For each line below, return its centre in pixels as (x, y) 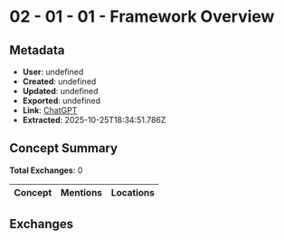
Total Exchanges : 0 (46, 170)
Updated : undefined (60, 91)
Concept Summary (64, 148)
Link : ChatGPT (50, 110)
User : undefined (53, 72)
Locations (133, 192)
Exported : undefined (62, 101)
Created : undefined (59, 82)
